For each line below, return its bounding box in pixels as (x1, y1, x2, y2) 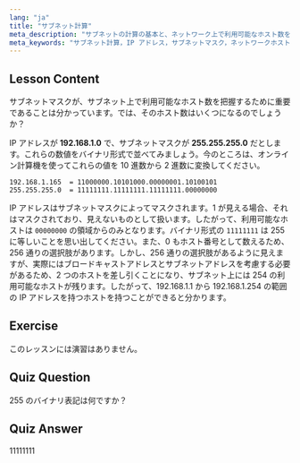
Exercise (9, 319, 59, 334)
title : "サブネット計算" (9, 21, 92, 30)
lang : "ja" (9, 13, 50, 22)
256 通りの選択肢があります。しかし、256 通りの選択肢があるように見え (9, 247, 277, 258)
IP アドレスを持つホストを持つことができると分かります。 (19, 292, 231, 303)
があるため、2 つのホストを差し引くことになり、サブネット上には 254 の (9, 270, 278, 280)
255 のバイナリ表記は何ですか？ (9, 395, 128, 406)
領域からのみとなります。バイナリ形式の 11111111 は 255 (77, 225, 286, 236)
